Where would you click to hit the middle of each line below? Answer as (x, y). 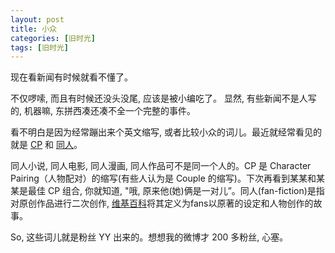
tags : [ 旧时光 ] (40, 47)
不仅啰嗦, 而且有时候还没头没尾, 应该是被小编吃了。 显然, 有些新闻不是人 (159, 98)
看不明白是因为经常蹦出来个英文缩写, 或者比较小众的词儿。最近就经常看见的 (166, 132)
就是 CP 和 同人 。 (46, 145)
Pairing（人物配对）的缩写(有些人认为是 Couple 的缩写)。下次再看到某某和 (163, 178)
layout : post (37, 19)
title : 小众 (33, 29)
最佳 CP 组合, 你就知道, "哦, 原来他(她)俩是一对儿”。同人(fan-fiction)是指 (176, 191)
